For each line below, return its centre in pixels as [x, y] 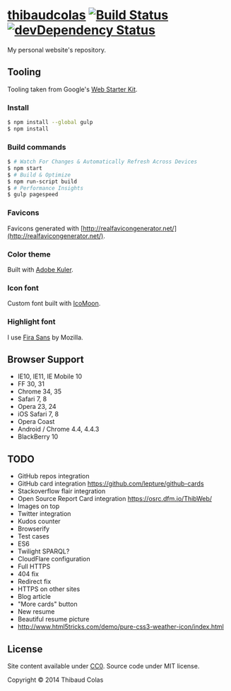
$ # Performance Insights [45, 188]
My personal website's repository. [57, 50]
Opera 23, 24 [37, 407]
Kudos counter [39, 522]
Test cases [33, 536]
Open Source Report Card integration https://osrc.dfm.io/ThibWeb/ [115, 499]
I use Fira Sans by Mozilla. [45, 337]
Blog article [34, 597]
